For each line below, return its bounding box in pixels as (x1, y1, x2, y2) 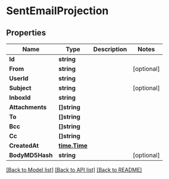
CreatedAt (9, 142, 39, 149)
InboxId (9, 93, 31, 102)
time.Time (58, 142, 88, 149)
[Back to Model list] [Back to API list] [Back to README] (6, 167, 142, 173)
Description (93, 45, 127, 53)
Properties (6, 28, 46, 38)
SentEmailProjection (6, 4, 109, 18)
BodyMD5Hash (9, 151, 53, 159)
